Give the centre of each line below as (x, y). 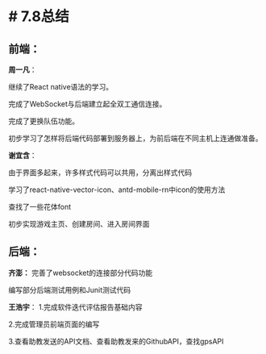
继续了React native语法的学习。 (61, 87)
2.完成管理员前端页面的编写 (54, 324)
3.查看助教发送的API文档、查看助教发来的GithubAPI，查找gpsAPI (116, 341)
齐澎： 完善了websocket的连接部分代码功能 (81, 273)
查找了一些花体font (40, 207)
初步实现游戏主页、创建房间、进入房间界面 (79, 224)
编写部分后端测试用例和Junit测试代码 (70, 289)
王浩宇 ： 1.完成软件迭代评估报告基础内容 (75, 306)
